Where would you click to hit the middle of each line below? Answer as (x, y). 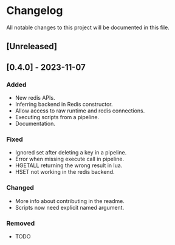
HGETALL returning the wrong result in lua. (69, 165)
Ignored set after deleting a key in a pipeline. (71, 153)
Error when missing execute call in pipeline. (70, 159)
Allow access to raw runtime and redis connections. (80, 111)
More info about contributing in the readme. (70, 201)
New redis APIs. (35, 98)
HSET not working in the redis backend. (65, 172)
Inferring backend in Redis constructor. (64, 105)
